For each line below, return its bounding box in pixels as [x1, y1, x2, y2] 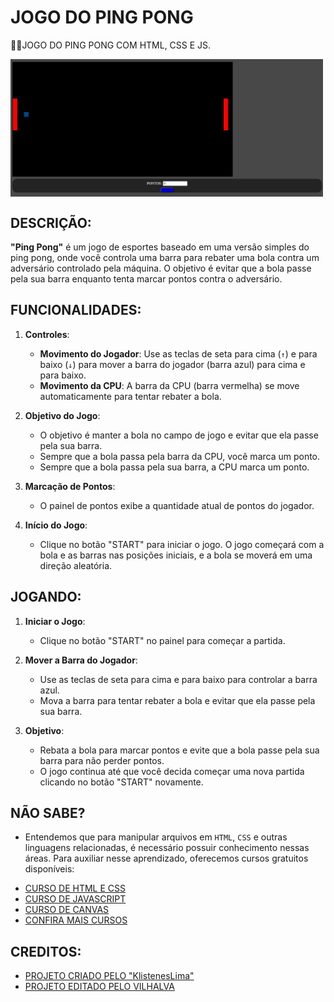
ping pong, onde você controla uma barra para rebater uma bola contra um [10, 251, 320, 263]
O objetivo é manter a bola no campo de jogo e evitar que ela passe [39, 429, 319, 441]
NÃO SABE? [10, 804, 86, 821]
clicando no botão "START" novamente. [39, 776, 204, 788]
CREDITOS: [10, 943, 82, 960]
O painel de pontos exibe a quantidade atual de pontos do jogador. [39, 499, 315, 511]
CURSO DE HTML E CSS [24, 882, 127, 895]
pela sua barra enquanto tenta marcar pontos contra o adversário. [10, 272, 283, 285]
